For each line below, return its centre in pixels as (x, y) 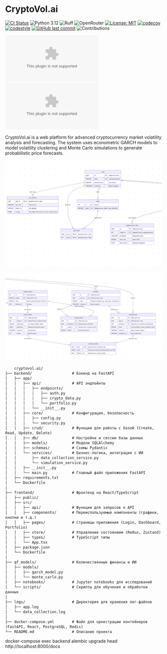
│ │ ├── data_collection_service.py (52, 458)
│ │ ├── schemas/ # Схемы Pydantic (56, 448)
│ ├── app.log (22, 607)
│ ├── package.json (28, 548)
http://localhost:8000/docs (33, 647)
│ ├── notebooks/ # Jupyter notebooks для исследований (79, 582)
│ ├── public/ (22, 498)
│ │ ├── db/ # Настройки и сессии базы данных (74, 438)
